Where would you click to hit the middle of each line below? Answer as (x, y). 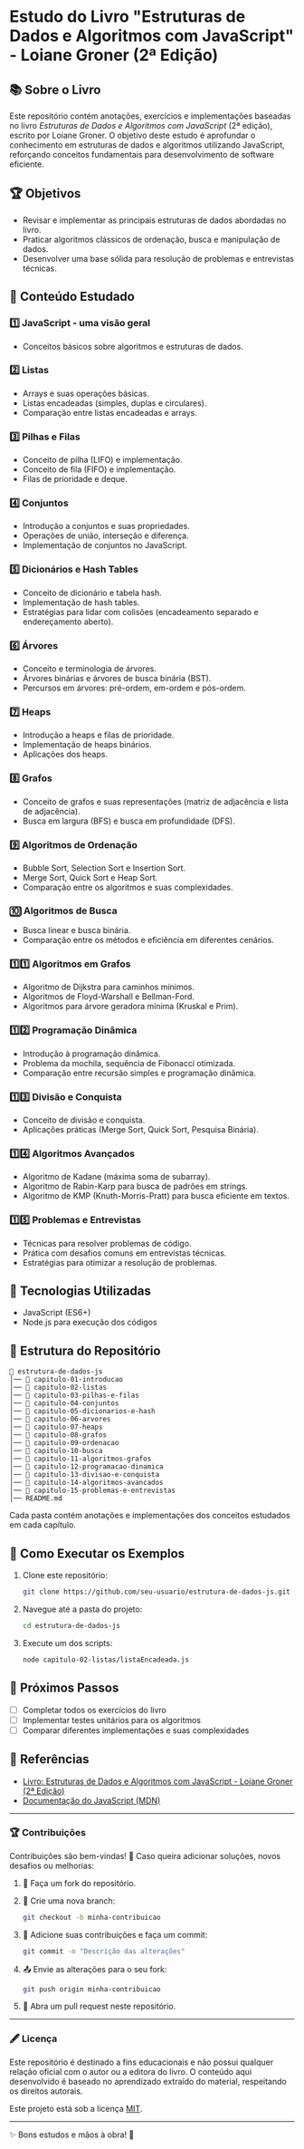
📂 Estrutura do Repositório (85, 1350)
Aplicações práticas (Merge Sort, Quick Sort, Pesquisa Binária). (141, 1130)
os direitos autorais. (46, 2091)
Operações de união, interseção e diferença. (106, 535)
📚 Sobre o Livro (55, 89)
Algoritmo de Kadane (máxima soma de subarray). (116, 1177)
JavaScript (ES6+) (57, 1313)
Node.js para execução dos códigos (90, 1322)
